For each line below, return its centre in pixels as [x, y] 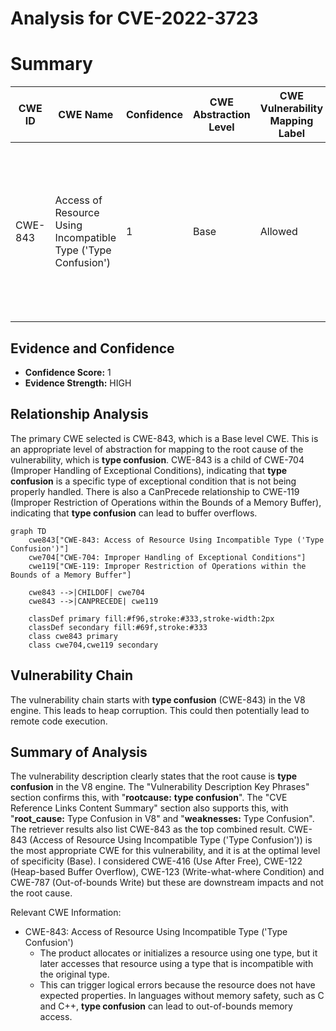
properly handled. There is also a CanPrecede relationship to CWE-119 [155, 491]
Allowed [278, 232]
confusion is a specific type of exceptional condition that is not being [153, 481]
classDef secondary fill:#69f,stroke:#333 [118, 627]
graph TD [28, 531]
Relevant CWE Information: [66, 913]
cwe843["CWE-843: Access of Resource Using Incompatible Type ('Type [176, 540]
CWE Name [86, 115]
